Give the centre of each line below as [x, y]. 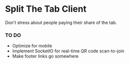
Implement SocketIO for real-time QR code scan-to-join [68, 51]
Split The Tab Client [46, 9]
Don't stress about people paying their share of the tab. [61, 22]
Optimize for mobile [32, 46]
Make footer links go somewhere [45, 56]
